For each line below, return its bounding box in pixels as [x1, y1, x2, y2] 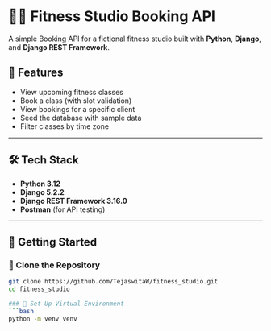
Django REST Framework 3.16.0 [19, 196, 127, 205]
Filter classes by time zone [19, 121, 110, 131]
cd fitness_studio [8, 285, 70, 293]
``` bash [8, 307, 35, 315]
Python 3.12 [19, 179, 61, 188]
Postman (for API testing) [19, 205, 106, 214]
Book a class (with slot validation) [19, 96, 132, 106]
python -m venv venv [8, 314, 78, 323]
